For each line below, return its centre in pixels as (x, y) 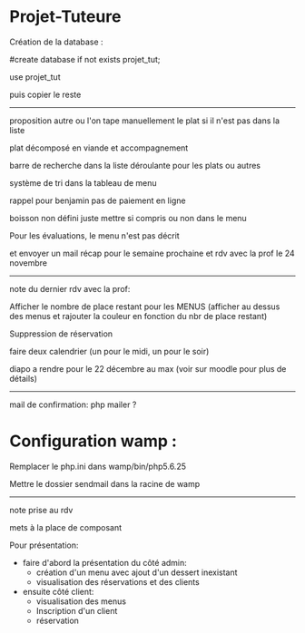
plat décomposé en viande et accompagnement (99, 148)
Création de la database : (56, 42)
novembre (29, 263)
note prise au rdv (41, 510)
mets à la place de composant (66, 527)
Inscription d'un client (77, 610)
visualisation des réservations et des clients (118, 581)
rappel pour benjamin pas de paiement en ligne (98, 200)
